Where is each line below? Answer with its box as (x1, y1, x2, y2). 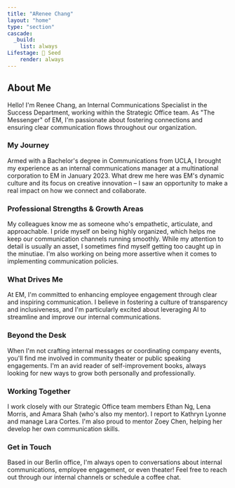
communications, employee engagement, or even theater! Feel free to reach (7, 466, 227, 474)
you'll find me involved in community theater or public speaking (7, 354, 191, 362)
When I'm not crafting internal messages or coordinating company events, (7, 346, 222, 355)
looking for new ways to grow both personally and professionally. (7, 369, 196, 377)
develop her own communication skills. (7, 425, 121, 433)
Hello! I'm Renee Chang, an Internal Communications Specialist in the (7, 100, 208, 109)
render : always (20, 56, 65, 63)
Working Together (7, 386, 71, 396)
